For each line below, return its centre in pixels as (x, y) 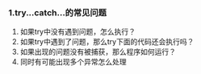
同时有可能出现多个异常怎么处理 (73, 62)
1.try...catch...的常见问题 (58, 12)
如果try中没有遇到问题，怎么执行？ (77, 32)
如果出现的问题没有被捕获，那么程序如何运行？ (98, 52)
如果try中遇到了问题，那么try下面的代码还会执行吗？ (107, 42)
